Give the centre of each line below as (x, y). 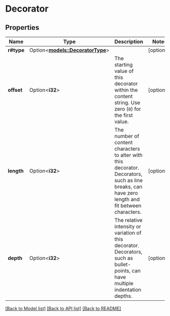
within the (126, 90)
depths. (123, 296)
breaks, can (129, 187)
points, (122, 271)
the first (124, 115)
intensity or (128, 227)
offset (15, 90)
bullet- (123, 264)
